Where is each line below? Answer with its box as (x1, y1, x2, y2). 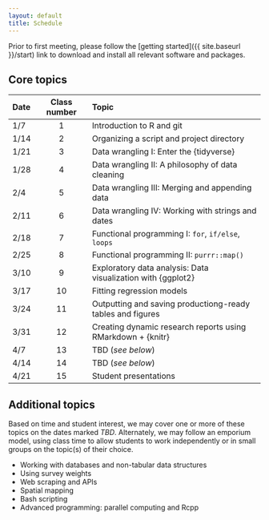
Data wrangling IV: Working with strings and (91, 205, 257, 216)
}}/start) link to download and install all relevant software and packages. (8, 50, 246, 59)
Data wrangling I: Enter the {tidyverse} (91, 146, 235, 157)
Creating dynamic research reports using (91, 321, 247, 333)
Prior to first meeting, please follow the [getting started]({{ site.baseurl (8, 41, 241, 50)
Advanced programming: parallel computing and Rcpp (19, 502, 199, 513)
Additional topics (8, 397, 95, 411)
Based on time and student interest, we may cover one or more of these (8, 419, 246, 429)
